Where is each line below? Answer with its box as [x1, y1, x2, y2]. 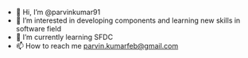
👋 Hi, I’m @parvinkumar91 [15, 8, 101, 16]
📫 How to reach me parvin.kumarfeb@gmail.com [15, 42, 179, 50]
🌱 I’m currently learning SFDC [15, 32, 114, 42]
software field [15, 24, 62, 33]
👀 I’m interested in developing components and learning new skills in [15, 16, 241, 25]
